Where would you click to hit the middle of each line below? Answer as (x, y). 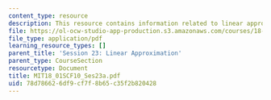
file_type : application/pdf (56, 38)
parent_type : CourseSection (56, 61)
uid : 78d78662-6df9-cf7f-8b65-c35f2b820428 (83, 83)
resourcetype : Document (48, 69)
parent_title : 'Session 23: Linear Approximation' (95, 53)
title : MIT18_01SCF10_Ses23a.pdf (65, 76)
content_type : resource (48, 16)
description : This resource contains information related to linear (126, 23)
